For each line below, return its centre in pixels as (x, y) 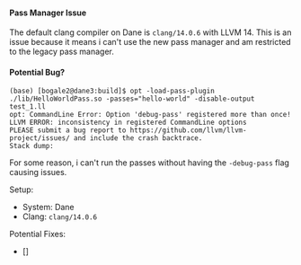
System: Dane (48, 208)
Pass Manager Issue (48, 13)
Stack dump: (31, 146)
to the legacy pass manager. (62, 52)
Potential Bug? (37, 72)
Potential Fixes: (37, 234)
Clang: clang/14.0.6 (60, 216)
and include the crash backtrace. (138, 138)
